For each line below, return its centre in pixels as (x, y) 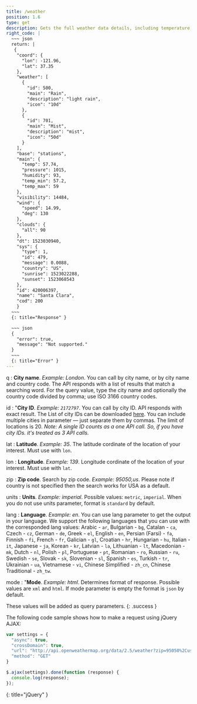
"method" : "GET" (31, 656)
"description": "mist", (56, 132)
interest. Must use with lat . (39, 468)
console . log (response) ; (40, 678)
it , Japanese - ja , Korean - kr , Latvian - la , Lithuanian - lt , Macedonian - (96, 546)
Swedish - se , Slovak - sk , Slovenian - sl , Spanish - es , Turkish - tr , (88, 558)
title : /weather (26, 11)
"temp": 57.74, (40, 165)
